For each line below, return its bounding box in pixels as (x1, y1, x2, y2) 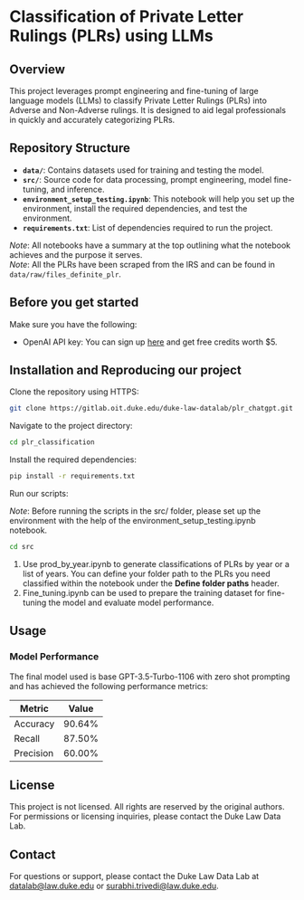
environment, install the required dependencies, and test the (22, 203, 248, 213)
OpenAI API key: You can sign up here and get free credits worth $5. (22, 336, 278, 347)
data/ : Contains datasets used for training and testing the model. (22, 165, 264, 175)
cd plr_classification (9, 438, 95, 447)
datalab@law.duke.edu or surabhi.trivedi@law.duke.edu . (9, 880, 219, 892)
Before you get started (9, 295, 139, 310)
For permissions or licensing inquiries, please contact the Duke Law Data (9, 811, 281, 822)
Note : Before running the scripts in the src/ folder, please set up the (9, 506, 261, 516)
